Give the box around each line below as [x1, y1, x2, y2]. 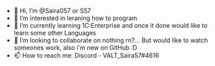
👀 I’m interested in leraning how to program [13, 14, 137, 22]
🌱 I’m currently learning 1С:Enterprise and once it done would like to [13, 22, 208, 29]
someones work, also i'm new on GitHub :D [13, 44, 137, 51]
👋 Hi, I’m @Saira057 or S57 [13, 7, 92, 15]
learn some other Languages [13, 28, 96, 37]
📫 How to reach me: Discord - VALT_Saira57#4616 [13, 51, 160, 59]
